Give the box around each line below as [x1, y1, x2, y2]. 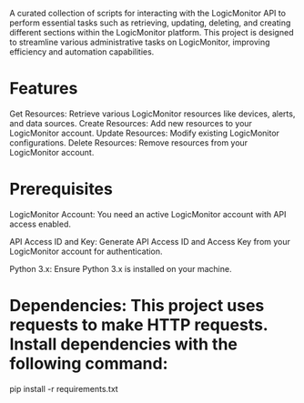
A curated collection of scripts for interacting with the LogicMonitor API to [9, 8, 287, 18]
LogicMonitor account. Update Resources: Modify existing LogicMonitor [9, 127, 280, 138]
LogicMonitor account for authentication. [9, 246, 163, 257]
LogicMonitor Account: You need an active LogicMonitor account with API [9, 208, 287, 219]
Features [9, 78, 78, 99]
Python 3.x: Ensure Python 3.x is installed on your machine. [9, 263, 232, 274]
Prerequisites [9, 179, 114, 199]
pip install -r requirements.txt [9, 383, 118, 394]
